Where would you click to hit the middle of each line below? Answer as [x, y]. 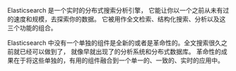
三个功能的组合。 [32, 28]
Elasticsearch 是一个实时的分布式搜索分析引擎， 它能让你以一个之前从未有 [115, 10]
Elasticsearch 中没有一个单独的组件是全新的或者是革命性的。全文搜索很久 [114, 43]
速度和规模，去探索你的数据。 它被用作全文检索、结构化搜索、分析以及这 [119, 19]
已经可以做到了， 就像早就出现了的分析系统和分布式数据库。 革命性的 [120, 52]
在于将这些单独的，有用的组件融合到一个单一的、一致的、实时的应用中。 [118, 60]
